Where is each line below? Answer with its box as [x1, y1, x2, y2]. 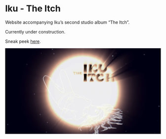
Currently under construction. [5, 29, 66, 35]
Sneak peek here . [5, 38, 41, 44]
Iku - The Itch [5, 3, 61, 14]
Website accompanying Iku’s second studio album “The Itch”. [5, 19, 130, 25]
